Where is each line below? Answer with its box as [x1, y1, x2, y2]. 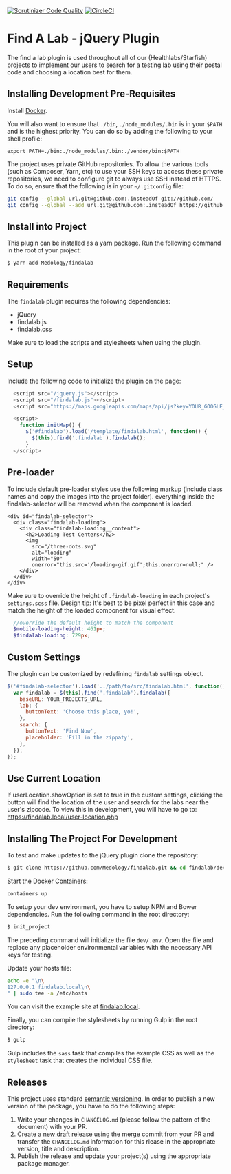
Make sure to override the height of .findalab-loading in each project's [7, 591, 210, 599]
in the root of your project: [7, 246, 82, 255]
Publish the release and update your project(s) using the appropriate [16, 1152, 211, 1160]
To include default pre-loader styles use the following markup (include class [7, 485, 223, 493]
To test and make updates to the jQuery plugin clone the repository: [7, 851, 199, 859]
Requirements [7, 279, 69, 290]
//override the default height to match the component [13, 619, 174, 626]
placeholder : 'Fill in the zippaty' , [25, 734, 134, 741]
